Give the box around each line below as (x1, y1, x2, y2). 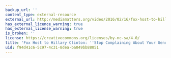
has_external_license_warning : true (5, 26, 83, 31)
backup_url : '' (5, 7, 38, 13)
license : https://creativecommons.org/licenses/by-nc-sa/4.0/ (5, 36, 140, 41)
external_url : (5, 17, 36, 22)
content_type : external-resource (5, 12, 76, 17)
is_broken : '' (5, 31, 36, 36)
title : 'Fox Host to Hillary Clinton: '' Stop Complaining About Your (5, 40, 156, 45)
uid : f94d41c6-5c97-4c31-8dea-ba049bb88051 (5, 45, 99, 50)
